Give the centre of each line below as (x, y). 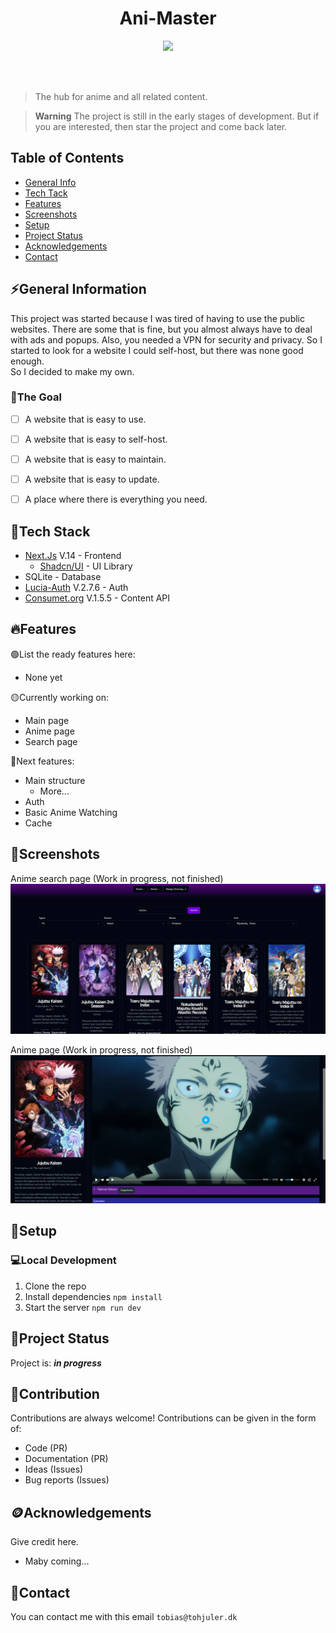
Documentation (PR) (66, 1459)
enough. (27, 361)
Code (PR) (46, 1448)
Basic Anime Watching (71, 812)
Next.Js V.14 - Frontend (73, 555)
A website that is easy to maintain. (95, 459)
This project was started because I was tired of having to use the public (157, 318)
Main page (47, 720)
